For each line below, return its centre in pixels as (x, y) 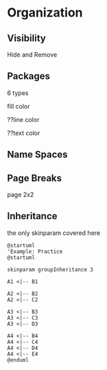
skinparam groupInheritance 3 (50, 269)
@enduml (18, 360)
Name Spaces (37, 155)
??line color (23, 119)
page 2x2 (21, 195)
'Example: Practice (35, 251)
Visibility (26, 38)
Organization (45, 13)
